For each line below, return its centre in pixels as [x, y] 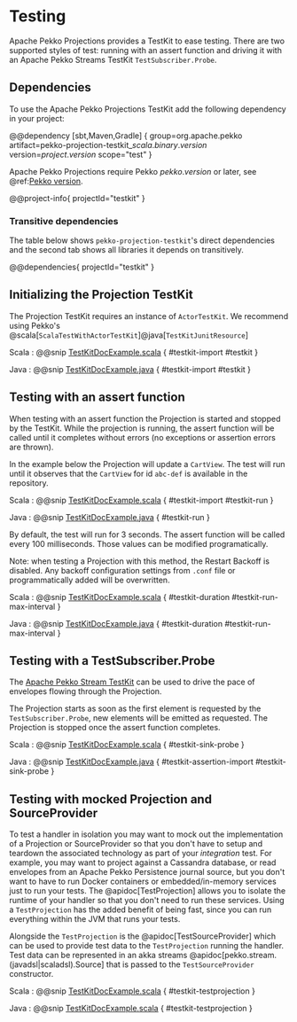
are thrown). [31, 447]
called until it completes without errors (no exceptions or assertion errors [143, 437]
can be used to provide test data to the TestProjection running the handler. [147, 946]
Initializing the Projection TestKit [101, 295]
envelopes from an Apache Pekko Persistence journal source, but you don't [147, 872]
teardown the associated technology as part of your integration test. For [141, 854]
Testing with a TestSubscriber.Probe [112, 661]
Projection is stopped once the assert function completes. [115, 728]
